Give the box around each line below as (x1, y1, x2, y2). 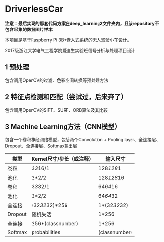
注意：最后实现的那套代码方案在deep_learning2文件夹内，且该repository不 (5, 20, 159, 26)
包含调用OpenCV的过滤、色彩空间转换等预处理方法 (5, 77, 109, 83)
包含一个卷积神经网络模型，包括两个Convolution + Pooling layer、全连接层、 (5, 137, 161, 143)
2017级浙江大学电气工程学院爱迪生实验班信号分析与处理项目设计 (5, 47, 135, 53)
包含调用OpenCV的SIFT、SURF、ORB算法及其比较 (5, 107, 108, 113)
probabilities (32, 229, 61, 236)
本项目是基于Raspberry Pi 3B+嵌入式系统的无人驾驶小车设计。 (5, 37, 131, 43)
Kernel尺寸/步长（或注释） (32, 156, 94, 163)
